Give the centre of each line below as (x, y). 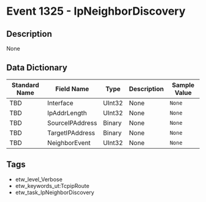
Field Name (72, 89)
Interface (60, 103)
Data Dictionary (37, 68)
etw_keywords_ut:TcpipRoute (52, 185)
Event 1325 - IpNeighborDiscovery (96, 11)
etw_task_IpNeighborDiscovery (55, 192)
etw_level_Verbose (39, 179)
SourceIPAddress (72, 122)
